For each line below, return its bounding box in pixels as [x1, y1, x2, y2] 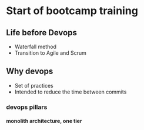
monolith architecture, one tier [6, 118, 82, 125]
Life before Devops [6, 28, 78, 38]
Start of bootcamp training [6, 4, 138, 18]
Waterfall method [14, 43, 57, 50]
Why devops [6, 66, 53, 76]
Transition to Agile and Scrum [14, 49, 87, 56]
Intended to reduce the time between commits [14, 88, 127, 95]
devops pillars [6, 103, 48, 111]
